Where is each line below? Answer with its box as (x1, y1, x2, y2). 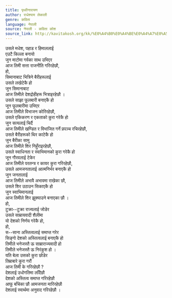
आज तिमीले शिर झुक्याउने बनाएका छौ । (5, 195, 69, 201)
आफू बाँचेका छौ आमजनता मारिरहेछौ (5, 281, 62, 287)
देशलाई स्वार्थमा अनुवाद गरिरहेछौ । (5, 287, 61, 293)
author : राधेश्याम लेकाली (5, 12, 47, 17)
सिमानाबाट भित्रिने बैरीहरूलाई (5, 74, 51, 80)
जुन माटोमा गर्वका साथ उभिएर (5, 57, 52, 63)
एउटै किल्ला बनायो (5, 51, 35, 57)
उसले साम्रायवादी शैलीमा (5, 212, 44, 218)
